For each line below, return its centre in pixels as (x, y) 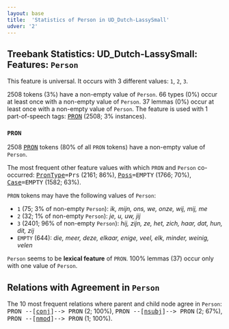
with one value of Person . (42, 266)
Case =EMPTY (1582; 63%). (44, 182)
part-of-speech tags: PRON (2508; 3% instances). (77, 117)
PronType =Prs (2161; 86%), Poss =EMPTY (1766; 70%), (113, 175)
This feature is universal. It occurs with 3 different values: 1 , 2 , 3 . (98, 81)
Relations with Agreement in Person (83, 288)
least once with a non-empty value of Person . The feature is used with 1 (108, 109)
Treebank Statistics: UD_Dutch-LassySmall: (103, 54)
